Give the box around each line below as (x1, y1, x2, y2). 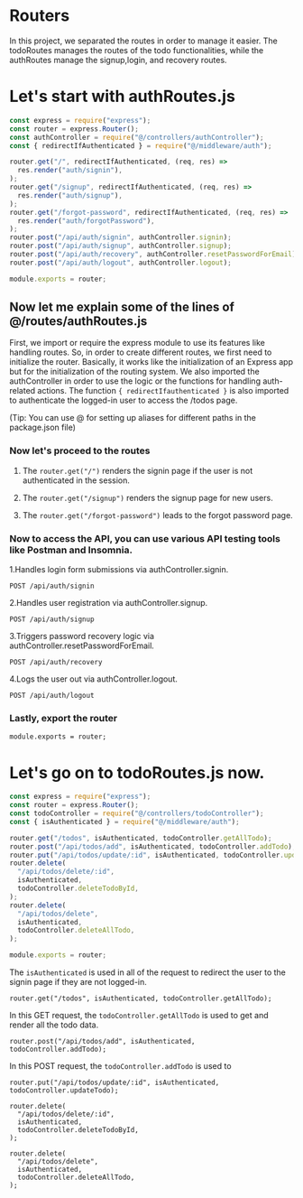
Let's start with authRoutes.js (9, 87, 236, 107)
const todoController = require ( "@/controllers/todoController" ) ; (9, 809, 264, 818)
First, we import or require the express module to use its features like (9, 338, 266, 348)
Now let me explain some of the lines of (9, 300, 234, 315)
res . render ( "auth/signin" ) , (17, 166, 124, 175)
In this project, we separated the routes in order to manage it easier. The (9, 35, 278, 46)
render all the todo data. (9, 1019, 99, 1030)
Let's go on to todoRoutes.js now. (9, 762, 265, 783)
